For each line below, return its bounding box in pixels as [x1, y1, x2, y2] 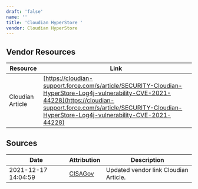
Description [130, 155, 164, 164]
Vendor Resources [6, 47, 76, 57]
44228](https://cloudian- [43, 97, 115, 105]
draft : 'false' [6, 8, 44, 15]
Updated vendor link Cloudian [105, 165, 189, 174]
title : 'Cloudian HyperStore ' [6, 19, 83, 25]
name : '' [6, 14, 28, 20]
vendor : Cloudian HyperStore [6, 25, 78, 31]
